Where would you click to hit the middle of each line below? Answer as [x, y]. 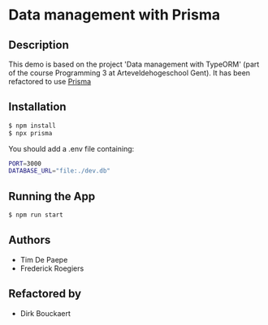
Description [39, 45]
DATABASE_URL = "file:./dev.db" [60, 171]
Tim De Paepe [44, 259]
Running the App [52, 196]
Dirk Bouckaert [45, 313]
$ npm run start [36, 215]
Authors [30, 240]
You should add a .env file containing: [71, 148]
